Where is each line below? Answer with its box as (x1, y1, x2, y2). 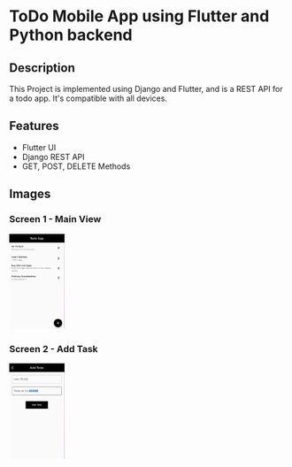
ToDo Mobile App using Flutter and (9, 6, 270, 27)
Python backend (9, 25, 133, 45)
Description (9, 60, 75, 75)
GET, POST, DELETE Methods (21, 161, 131, 172)
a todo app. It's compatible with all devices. (9, 93, 168, 103)
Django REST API (21, 151, 86, 162)
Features (9, 119, 59, 134)
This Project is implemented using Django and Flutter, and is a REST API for (9, 84, 283, 94)
